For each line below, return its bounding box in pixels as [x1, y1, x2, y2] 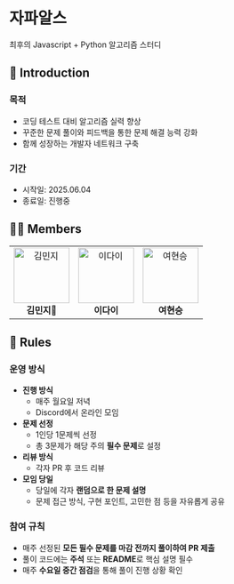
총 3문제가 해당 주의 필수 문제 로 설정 [35, 441, 162, 452]
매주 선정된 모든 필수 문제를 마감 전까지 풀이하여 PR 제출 [21, 542, 215, 553]
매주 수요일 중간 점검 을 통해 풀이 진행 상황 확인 [21, 564, 183, 575]
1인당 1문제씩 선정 [35, 429, 98, 440]
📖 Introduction [9, 66, 91, 81]
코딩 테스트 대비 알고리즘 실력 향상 [21, 116, 141, 126]
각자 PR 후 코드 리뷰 [35, 463, 105, 474]
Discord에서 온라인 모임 [35, 407, 119, 418]
